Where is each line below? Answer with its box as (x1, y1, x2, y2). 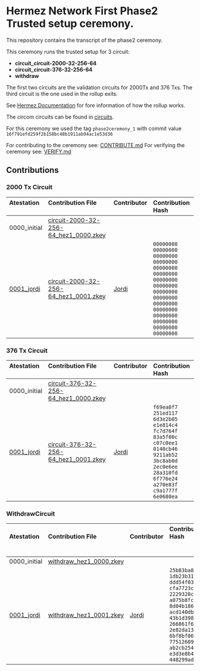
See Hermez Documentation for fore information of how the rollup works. (6, 101, 186, 108)
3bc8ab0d (153, 457, 178, 464)
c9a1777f (153, 487, 178, 494)
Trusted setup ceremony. (6, 17, 134, 30)
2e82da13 (169, 627, 194, 633)
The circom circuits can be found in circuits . (6, 113, 114, 120)
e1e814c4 (153, 421, 178, 428)
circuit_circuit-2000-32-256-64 (14, 60, 97, 67)
